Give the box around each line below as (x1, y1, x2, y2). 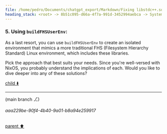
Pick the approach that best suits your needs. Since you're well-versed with (5, 60, 160, 66)
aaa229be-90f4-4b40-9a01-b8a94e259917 (5, 108, 96, 114)
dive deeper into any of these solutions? (5, 70, 87, 76)
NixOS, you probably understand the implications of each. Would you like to (5, 65, 160, 71)
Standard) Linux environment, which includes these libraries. (5, 50, 129, 56)
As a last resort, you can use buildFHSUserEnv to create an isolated (5, 39, 141, 45)
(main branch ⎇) (5, 96, 40, 102)
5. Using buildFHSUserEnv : (5, 28, 68, 35)
